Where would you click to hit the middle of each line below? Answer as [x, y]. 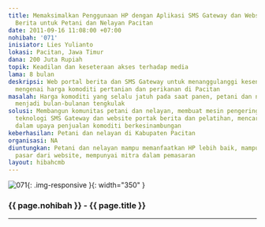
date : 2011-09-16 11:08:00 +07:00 [65, 30]
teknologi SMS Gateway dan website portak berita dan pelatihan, [125, 119]
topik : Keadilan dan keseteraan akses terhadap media [99, 67]
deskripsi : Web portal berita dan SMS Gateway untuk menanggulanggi [123, 81]
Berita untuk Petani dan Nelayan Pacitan [84, 23]
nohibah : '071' [33, 38]
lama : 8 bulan [32, 74]
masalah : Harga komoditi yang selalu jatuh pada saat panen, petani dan [130, 96]
